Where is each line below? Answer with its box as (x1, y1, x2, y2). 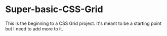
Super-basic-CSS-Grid (5, 4, 103, 15)
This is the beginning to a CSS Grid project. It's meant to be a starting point (5, 20, 162, 26)
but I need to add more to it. (5, 25, 63, 31)
